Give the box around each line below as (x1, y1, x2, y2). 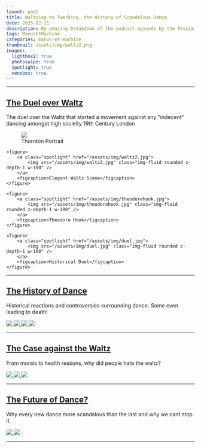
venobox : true (11, 70, 47, 76)
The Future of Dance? (6, 395, 89, 405)
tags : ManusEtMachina (6, 31, 60, 37)
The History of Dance (6, 286, 88, 296)
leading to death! (6, 308, 48, 315)
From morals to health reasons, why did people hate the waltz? (6, 359, 162, 367)
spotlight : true (11, 64, 52, 71)
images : (6, 48, 26, 54)
